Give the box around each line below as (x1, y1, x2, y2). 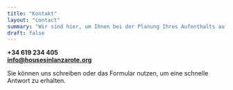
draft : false (7, 29, 45, 37)
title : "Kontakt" (7, 10, 58, 17)
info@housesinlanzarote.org (7, 56, 92, 64)
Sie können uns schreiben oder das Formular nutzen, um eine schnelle (7, 69, 209, 78)
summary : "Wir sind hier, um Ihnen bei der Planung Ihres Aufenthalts (7, 23, 216, 30)
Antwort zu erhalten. (7, 77, 66, 85)
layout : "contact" (7, 17, 60, 24)
